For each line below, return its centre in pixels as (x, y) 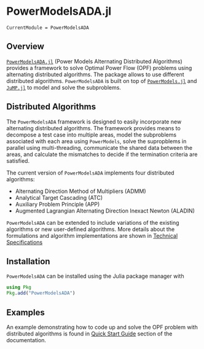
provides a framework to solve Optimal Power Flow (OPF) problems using (99, 68)
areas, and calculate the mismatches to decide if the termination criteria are (102, 154)
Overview (25, 46)
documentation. (26, 340)
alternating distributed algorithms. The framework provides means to (94, 128)
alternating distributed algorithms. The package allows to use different (95, 74)
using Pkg (19, 288)
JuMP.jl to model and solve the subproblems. (64, 87)
